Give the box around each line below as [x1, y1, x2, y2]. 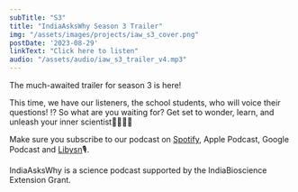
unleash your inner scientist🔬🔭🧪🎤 [9, 116, 133, 127]
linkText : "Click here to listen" [9, 47, 140, 56]
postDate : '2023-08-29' [9, 38, 99, 48]
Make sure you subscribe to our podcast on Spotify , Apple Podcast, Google [9, 134, 290, 144]
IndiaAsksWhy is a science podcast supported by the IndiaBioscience [9, 165, 267, 176]
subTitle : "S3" [9, 13, 67, 23]
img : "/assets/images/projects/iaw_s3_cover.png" [9, 30, 200, 39]
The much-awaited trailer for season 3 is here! [9, 80, 182, 90]
